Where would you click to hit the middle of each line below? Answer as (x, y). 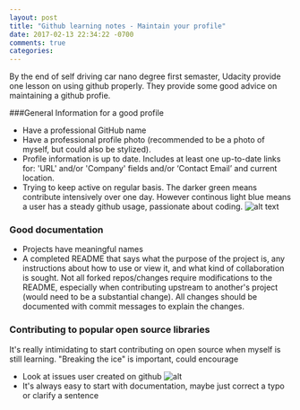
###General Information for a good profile (86, 113)
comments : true (38, 43)
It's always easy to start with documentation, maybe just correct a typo (153, 386)
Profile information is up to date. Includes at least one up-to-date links (151, 159)
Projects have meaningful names (82, 249)
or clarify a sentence (60, 395)
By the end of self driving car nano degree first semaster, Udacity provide (145, 76)
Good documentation (56, 230)
